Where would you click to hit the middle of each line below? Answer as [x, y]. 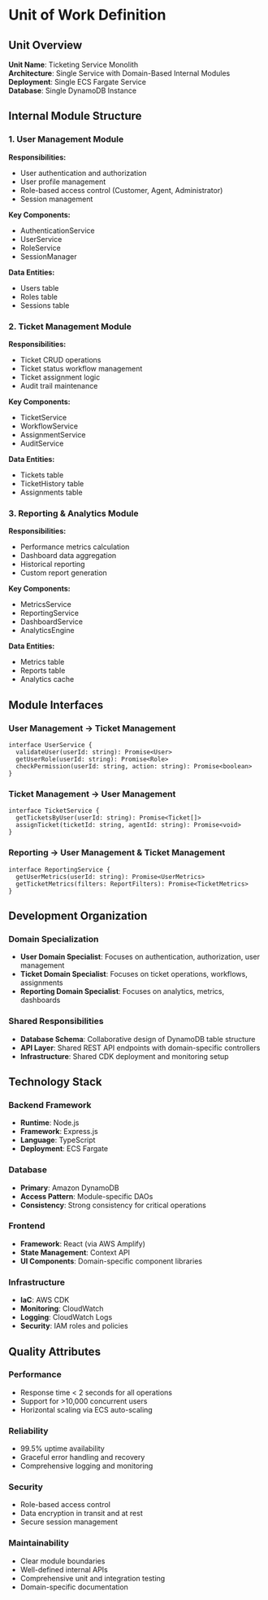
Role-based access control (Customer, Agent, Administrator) [121, 190]
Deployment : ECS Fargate [64, 1149]
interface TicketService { [54, 811]
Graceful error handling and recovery [82, 1457]
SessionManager [48, 256]
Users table [39, 288]
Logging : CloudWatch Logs [66, 1317]
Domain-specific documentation [74, 1587]
